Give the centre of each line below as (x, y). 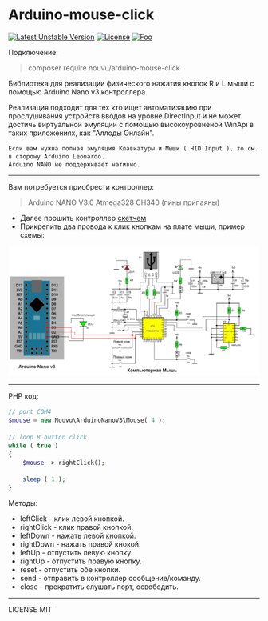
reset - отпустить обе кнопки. (70, 570)
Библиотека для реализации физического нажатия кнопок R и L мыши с (131, 83)
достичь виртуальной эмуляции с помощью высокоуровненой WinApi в (131, 124)
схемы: (32, 234)
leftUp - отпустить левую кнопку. (76, 553)
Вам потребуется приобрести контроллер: (81, 186)
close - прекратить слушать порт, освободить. (99, 587)
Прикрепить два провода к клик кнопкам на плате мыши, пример (132, 226)
